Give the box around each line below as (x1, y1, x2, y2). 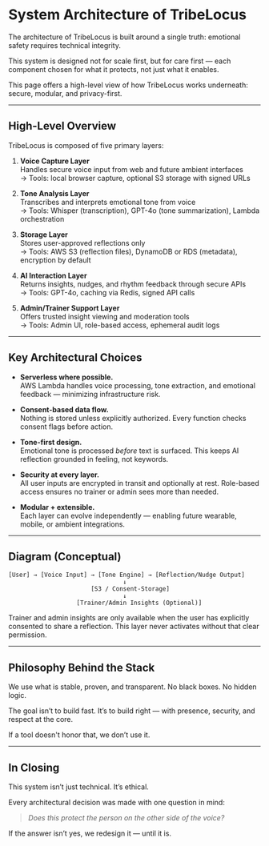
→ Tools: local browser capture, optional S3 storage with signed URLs (19, 173, 251, 182)
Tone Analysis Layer (19, 188, 90, 198)
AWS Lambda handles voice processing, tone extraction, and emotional (19, 380, 256, 390)
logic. (8, 691, 26, 700)
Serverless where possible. (19, 372, 114, 382)
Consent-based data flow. (19, 404, 110, 414)
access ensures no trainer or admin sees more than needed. (19, 487, 219, 496)
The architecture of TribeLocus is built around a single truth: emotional (8, 32, 241, 42)
